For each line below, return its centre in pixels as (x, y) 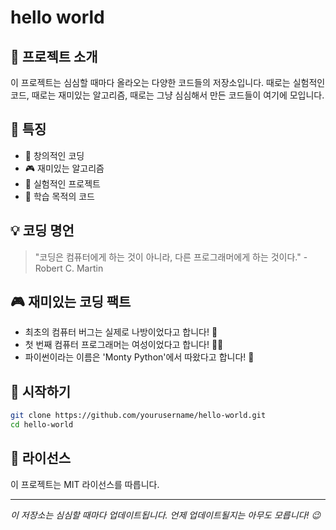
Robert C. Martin (69, 268)
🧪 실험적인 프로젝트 (62, 183)
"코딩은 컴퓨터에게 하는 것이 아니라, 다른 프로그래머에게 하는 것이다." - (171, 257)
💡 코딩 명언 (42, 231)
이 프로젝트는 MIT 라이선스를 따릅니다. (85, 484)
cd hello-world (42, 425)
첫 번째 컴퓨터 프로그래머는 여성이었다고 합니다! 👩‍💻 (124, 345)
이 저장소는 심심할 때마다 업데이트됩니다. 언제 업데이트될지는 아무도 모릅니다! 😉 (166, 515)
